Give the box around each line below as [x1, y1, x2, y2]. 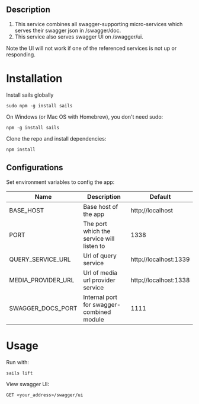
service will [82, 234, 115, 243]
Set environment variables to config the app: [6, 178, 115, 186]
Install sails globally [6, 91, 54, 98]
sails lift [6, 370, 33, 376]
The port [82, 220, 108, 228]
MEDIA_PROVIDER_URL [9, 276, 75, 284]
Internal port [82, 293, 117, 301]
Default [149, 192, 171, 201]
